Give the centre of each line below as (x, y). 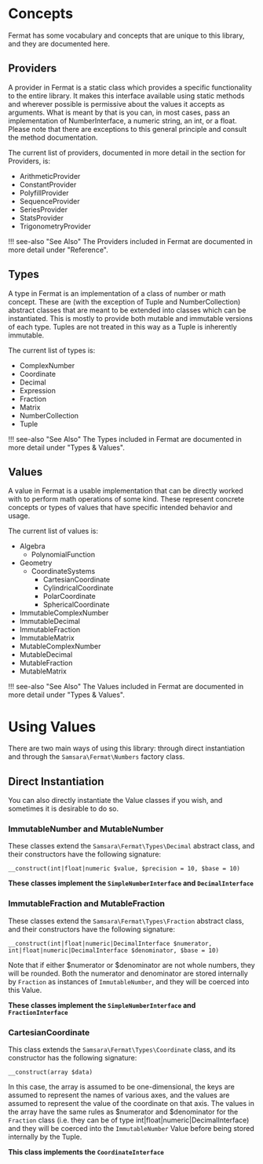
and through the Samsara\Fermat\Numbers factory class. (97, 757)
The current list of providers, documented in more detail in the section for (127, 152)
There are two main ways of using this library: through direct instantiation (127, 748)
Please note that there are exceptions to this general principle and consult (128, 129)
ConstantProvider (48, 184)
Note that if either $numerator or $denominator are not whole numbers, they (131, 965)
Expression (38, 390)
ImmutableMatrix (47, 638)
